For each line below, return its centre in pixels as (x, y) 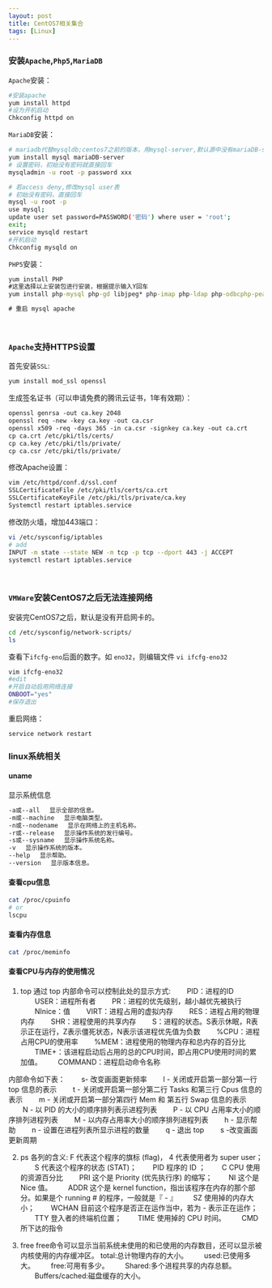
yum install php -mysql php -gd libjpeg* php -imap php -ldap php (115, 294)
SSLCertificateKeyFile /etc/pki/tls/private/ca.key (97, 498)
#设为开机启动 (28, 110)
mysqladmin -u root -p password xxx (70, 172)
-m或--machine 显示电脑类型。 (57, 818)
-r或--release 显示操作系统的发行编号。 (72, 833)
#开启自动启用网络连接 (40, 687)
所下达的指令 (41, 1228)
